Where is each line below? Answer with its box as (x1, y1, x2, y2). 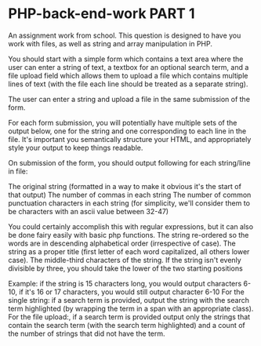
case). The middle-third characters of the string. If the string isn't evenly (8, 255, 241, 264)
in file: (8, 166, 28, 176)
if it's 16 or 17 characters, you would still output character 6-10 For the (19, 287, 245, 297)
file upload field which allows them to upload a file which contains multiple (8, 71, 248, 80)
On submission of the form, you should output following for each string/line (8, 158, 251, 167)
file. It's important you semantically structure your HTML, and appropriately (8, 134, 252, 144)
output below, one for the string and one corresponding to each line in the (8, 126, 247, 136)
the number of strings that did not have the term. (8, 329, 166, 338)
